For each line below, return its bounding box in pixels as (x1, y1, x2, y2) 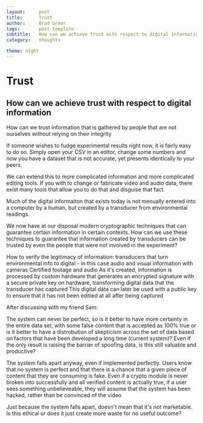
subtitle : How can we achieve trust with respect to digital (6, 32, 169, 38)
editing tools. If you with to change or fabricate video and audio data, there (6, 179, 193, 187)
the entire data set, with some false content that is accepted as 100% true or (6, 322, 196, 329)
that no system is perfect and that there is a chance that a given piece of (6, 365, 187, 373)
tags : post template (6, 25, 74, 32)
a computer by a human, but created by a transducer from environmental (6, 204, 188, 211)
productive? (6, 347, 36, 355)
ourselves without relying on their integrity (6, 130, 112, 137)
